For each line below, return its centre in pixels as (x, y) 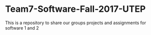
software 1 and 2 (22, 28)
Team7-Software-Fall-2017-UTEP (75, 9)
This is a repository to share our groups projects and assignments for (75, 23)
